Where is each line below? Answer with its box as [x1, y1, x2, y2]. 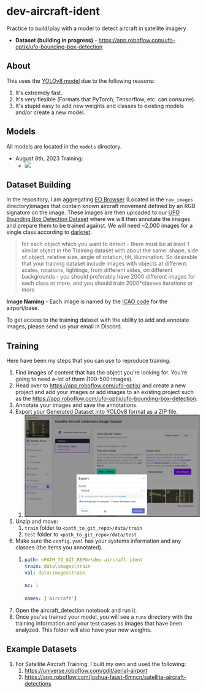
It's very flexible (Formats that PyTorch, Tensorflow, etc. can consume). [15, 95, 196, 103]
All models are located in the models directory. [6, 142, 122, 150]
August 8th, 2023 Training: [15, 155, 83, 162]
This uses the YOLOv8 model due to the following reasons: [6, 77, 155, 84]
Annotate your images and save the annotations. [15, 401, 138, 409]
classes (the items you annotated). [15, 543, 103, 551]
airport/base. [6, 304, 39, 312]
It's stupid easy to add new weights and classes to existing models [15, 102, 184, 109]
